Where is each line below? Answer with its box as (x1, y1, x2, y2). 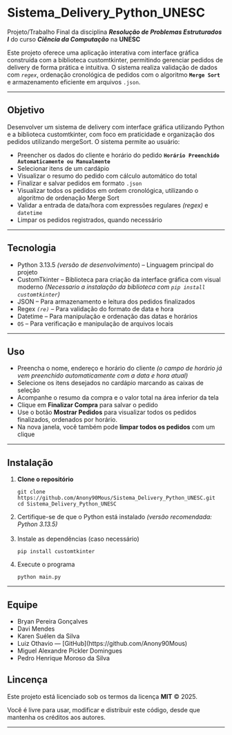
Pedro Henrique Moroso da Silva (17, 654, 110, 662)
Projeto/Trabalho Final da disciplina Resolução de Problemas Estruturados (7, 28, 222, 36)
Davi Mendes (17, 624, 55, 633)
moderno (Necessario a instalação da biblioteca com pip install (17, 282, 206, 291)
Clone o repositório (17, 475, 74, 483)
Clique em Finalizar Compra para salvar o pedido (17, 401, 159, 409)
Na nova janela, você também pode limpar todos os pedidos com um (17, 423, 215, 431)
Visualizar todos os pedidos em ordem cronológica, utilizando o (17, 186, 199, 194)
